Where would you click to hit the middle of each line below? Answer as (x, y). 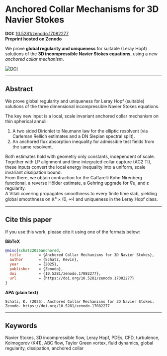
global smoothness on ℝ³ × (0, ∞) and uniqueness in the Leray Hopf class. (82, 199)
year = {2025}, (34, 264)
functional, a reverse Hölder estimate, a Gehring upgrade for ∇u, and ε (77, 183)
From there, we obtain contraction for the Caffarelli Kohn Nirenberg (74, 177)
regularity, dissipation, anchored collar (44, 348)
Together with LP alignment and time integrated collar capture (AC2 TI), (78, 162)
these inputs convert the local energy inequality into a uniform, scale (75, 167)
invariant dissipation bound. (34, 172)
